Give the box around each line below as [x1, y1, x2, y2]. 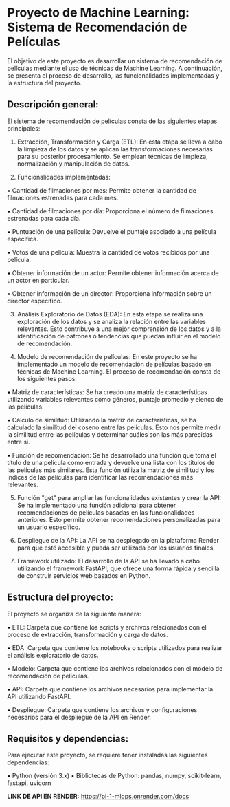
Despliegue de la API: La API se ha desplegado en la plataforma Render [16, 536, 220, 544]
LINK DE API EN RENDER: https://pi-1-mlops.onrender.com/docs [7, 793, 189, 801]
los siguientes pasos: [16, 374, 78, 383]
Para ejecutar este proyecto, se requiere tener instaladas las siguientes [7, 751, 208, 760]
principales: [7, 124, 41, 132]
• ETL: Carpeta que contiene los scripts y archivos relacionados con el [7, 623, 207, 631]
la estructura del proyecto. [7, 78, 82, 87]
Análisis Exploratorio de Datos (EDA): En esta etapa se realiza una [16, 310, 203, 318]
